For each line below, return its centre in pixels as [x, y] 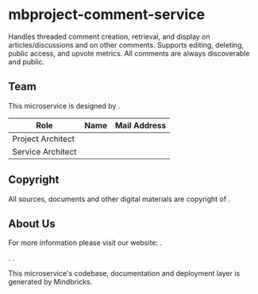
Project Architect [44, 139]
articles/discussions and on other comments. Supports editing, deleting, [126, 44]
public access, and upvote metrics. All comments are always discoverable [129, 53]
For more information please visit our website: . [85, 242]
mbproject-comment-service [106, 15]
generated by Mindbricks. [50, 282]
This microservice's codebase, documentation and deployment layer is [124, 273]
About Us [32, 223]
